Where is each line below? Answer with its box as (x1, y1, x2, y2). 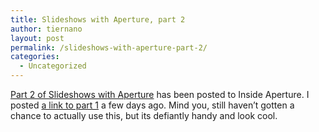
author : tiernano (10, 24, 83, 34)
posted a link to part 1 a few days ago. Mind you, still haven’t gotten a (10, 99, 295, 111)
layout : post (10, 33, 65, 43)
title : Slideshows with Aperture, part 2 (10, 14, 186, 25)
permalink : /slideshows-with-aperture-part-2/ (10, 42, 208, 53)
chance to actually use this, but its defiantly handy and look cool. (10, 110, 278, 121)
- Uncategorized (19, 61, 87, 71)
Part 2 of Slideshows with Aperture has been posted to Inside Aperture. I (10, 89, 310, 100)
